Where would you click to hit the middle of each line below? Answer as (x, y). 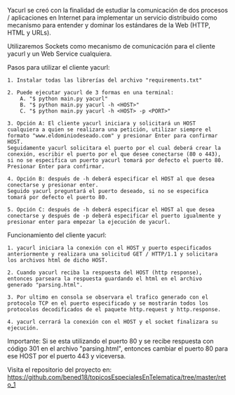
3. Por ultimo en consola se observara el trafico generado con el (108, 297)
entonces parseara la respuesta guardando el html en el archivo (105, 279)
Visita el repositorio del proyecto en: (60, 370)
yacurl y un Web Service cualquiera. (60, 54)
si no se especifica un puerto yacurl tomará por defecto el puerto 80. (116, 161)
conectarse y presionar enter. (53, 185)
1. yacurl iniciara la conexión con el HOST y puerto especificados (109, 248)
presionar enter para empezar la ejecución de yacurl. (89, 222)
